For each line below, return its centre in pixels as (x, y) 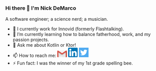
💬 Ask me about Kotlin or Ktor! (44, 45)
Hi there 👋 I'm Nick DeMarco (41, 8)
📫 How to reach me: (34, 56)
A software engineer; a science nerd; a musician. (57, 19)
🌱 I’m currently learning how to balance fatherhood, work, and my (82, 34)
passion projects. (31, 40)
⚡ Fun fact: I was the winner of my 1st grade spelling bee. (73, 63)
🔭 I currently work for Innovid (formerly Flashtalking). (68, 29)
